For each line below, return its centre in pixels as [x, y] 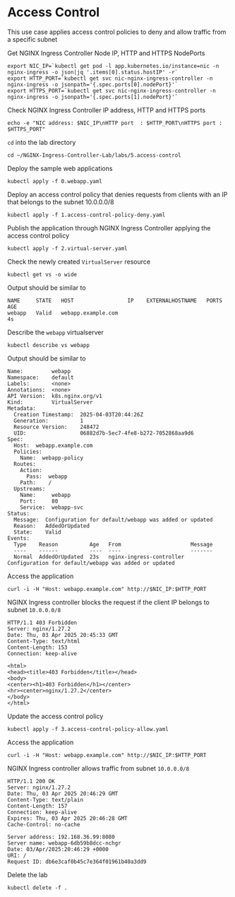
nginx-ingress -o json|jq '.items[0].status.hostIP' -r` [93, 72]
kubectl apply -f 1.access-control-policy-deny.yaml [86, 215]
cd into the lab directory [42, 142]
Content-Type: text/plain [45, 799]
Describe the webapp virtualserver [55, 332]
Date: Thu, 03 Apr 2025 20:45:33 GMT [63, 635]
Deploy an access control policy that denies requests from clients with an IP [117, 194]
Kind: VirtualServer [50, 402]
